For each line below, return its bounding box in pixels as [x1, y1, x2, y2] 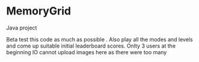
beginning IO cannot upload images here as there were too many [6, 48, 167, 55]
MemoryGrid [6, 4, 71, 18]
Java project [6, 24, 37, 31]
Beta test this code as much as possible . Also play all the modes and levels [6, 36, 194, 43]
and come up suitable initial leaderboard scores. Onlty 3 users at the [6, 42, 176, 49]
